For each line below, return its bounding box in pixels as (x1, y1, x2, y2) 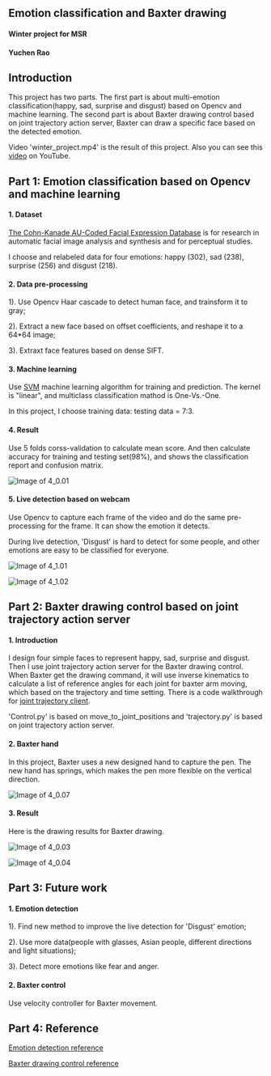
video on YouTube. (8, 151, 71, 161)
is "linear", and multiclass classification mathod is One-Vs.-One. (8, 391, 221, 400)
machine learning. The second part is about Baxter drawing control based (8, 109, 255, 120)
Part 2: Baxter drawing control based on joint (8, 600, 239, 614)
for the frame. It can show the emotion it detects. (47, 521, 210, 531)
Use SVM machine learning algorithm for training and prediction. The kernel (8, 382, 261, 392)
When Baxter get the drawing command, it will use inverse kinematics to (8, 671, 249, 680)
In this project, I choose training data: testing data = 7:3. (8, 406, 195, 416)
